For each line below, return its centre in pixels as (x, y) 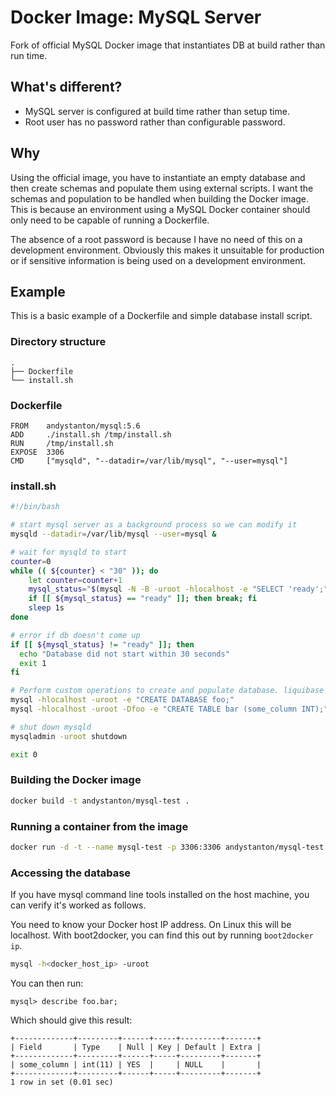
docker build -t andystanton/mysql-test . (100, 801)
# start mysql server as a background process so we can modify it (154, 525)
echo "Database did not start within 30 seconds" (124, 654)
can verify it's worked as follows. (78, 905)
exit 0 (24, 754)
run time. (29, 55)
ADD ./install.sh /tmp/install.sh (91, 434)
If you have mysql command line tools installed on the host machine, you (160, 895)
